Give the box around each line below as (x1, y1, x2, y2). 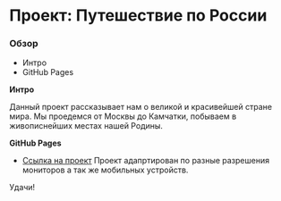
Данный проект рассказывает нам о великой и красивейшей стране (9, 102, 273, 113)
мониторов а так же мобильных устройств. (21, 164, 189, 175)
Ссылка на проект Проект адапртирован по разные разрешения (21, 155, 270, 166)
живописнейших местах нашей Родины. (9, 121, 164, 131)
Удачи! (9, 182, 36, 193)
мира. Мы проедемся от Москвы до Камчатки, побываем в (9, 111, 237, 121)
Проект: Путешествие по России (9, 5, 268, 26)
